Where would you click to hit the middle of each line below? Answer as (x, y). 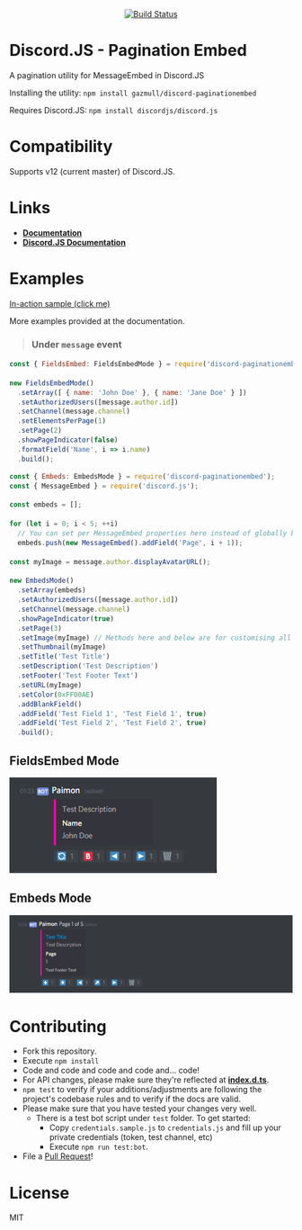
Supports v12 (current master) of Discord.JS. (92, 171)
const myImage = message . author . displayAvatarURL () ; (110, 561)
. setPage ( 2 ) (40, 431)
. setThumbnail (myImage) (62, 647)
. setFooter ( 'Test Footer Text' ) (78, 676)
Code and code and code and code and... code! (111, 1071)
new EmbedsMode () (42, 581)
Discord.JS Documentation (74, 242)
